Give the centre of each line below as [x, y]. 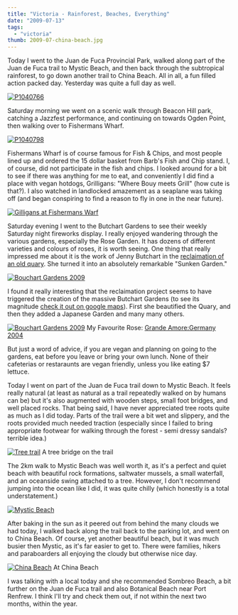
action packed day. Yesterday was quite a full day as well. [92, 83]
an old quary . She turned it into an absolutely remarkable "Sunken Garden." [117, 264]
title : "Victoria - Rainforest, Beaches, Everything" [89, 14]
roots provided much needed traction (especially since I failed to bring [110, 423]
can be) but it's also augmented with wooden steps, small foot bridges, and [118, 401]
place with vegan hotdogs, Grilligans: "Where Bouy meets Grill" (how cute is [119, 184]
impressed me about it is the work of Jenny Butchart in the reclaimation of [116, 256]
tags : [15, 27]
